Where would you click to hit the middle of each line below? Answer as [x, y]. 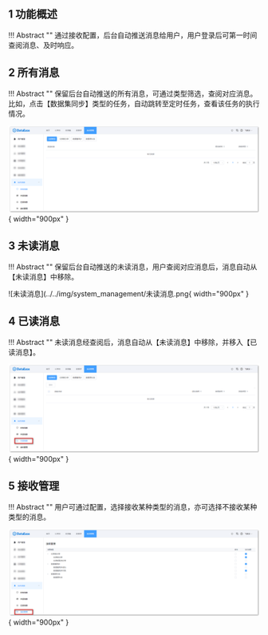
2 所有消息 [34, 73]
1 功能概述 [33, 14]
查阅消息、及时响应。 [43, 45]
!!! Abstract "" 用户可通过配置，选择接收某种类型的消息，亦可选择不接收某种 [133, 506]
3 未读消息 [34, 246]
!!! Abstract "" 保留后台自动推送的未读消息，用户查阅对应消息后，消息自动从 [133, 267]
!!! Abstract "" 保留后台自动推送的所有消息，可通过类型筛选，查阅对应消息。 [133, 93]
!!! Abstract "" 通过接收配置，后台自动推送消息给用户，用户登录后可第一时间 [133, 35]
